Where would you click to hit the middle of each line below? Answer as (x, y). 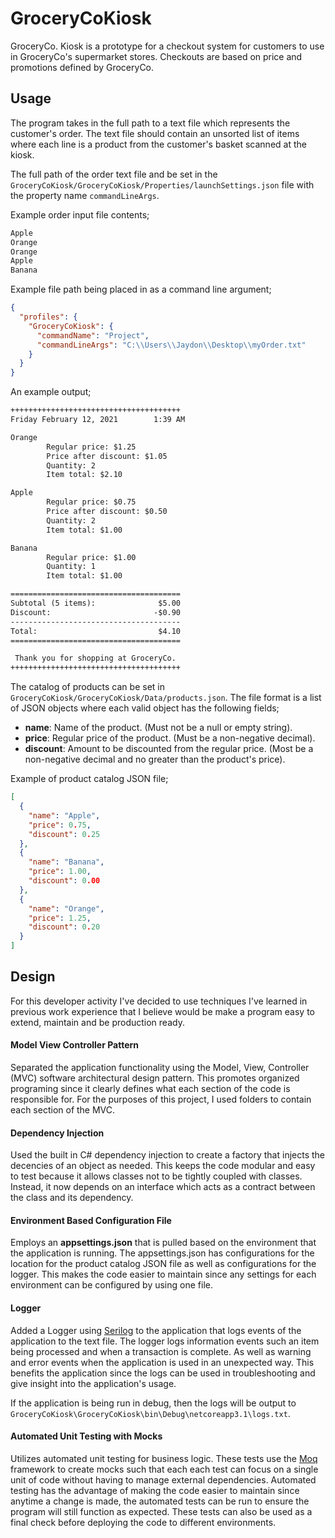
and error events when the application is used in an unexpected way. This (162, 1362)
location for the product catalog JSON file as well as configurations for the (163, 1264)
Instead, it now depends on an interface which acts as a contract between (163, 1187)
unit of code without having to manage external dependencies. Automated (163, 1479)
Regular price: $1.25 (91, 447)
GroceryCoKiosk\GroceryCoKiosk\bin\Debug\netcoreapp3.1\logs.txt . (150, 1413)
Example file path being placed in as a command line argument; (141, 289)
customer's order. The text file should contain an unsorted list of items (155, 133)
